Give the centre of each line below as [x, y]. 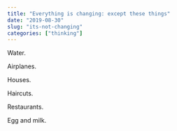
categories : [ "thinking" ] [45, 33]
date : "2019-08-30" [36, 20]
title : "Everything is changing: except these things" [89, 14]
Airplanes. [22, 66]
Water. [16, 53]
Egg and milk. [27, 121]
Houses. [19, 80]
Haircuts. [20, 93]
